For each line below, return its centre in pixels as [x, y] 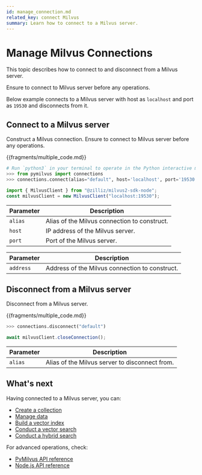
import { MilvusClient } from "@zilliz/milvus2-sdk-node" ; [82, 190]
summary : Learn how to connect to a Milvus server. [72, 23]
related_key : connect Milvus [43, 17]
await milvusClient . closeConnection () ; [56, 338]
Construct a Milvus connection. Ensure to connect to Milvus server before [98, 139]
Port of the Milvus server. [81, 241]
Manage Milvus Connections [80, 53]
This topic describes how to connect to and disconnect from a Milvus [92, 69]
